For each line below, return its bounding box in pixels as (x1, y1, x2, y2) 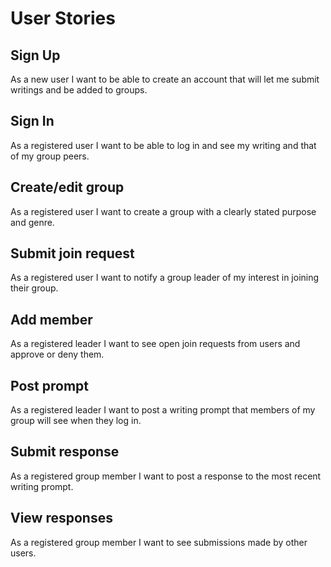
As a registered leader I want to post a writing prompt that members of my (10, 404, 316, 416)
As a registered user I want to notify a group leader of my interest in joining (10, 272, 320, 284)
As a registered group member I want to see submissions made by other (10, 536, 308, 548)
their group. (10, 282, 59, 294)
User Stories (10, 7, 116, 30)
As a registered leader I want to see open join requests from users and (10, 338, 301, 350)
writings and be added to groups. (10, 84, 148, 96)
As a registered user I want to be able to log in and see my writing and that (10, 139, 317, 151)
